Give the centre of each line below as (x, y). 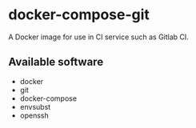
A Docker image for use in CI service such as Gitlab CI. (99, 37)
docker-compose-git (79, 15)
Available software (56, 62)
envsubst (35, 106)
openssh (34, 115)
